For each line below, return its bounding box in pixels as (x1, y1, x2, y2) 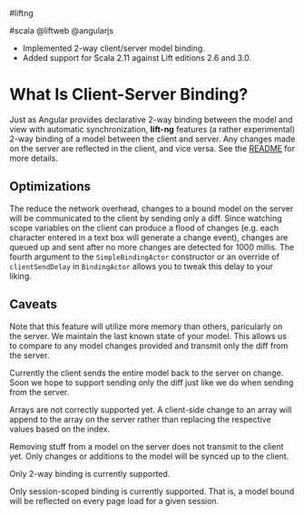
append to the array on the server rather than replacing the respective (9, 413, 271, 424)
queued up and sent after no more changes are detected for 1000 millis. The (9, 241, 295, 252)
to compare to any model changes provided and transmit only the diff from (9, 340, 289, 351)
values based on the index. (9, 423, 111, 434)
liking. (9, 270, 32, 281)
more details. (9, 152, 59, 163)
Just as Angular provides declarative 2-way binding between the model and (9, 113, 293, 125)
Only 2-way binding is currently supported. (9, 468, 171, 479)
